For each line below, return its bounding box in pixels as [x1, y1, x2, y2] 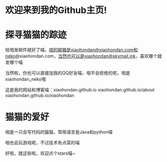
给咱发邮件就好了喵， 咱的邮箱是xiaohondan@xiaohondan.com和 [5, 47, 138, 53]
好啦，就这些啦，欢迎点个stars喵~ [5, 150, 75, 156]
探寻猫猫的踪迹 [5, 29, 67, 40]
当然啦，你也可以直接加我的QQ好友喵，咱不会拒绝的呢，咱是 [5, 70, 130, 76]
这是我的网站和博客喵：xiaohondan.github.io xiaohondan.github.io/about [5, 87, 155, 93]
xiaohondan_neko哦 [5, 76, 46, 82]
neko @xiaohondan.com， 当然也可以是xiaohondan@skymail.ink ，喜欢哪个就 [5, 53, 162, 59]
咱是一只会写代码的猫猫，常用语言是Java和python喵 [5, 129, 113, 135]
